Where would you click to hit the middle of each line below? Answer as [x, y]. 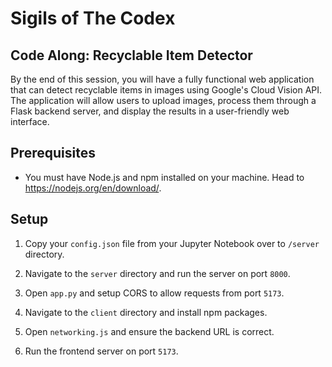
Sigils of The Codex [93, 18]
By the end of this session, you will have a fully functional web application [162, 79]
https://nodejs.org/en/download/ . [93, 188]
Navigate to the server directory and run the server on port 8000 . [157, 273]
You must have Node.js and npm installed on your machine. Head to [164, 177]
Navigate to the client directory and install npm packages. [146, 312]
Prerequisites [53, 153]
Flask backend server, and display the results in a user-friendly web [150, 111]
